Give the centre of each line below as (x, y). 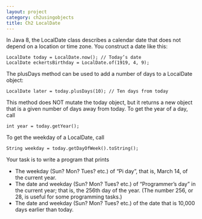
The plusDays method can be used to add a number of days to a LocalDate (99, 74)
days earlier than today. (44, 210)
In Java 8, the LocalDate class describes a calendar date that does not (93, 40)
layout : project (27, 12)
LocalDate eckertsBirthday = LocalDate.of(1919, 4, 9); (78, 63)
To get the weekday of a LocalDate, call (55, 137)
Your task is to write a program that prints (58, 159)
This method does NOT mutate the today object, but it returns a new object (99, 102)
